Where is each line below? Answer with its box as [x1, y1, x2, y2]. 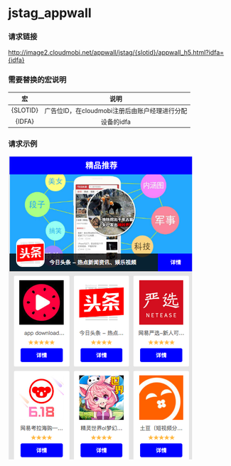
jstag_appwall [8, 5, 92, 21]
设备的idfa [100, 117, 131, 126]
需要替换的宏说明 [8, 75, 67, 85]
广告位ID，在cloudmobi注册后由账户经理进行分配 [44, 106, 188, 115]
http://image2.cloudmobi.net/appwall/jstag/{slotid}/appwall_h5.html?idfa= [8, 48, 225, 57]
